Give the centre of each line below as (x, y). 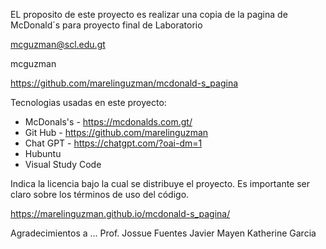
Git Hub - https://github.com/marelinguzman (116, 132)
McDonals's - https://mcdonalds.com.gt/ (108, 122)
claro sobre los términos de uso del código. (100, 194)
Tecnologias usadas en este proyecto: (88, 102)
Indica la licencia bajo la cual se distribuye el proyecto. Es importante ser (160, 183)
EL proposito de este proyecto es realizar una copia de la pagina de (149, 14)
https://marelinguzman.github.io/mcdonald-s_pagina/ (120, 213)
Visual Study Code (63, 164)
